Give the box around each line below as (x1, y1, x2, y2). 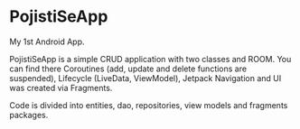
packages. (9, 109, 49, 120)
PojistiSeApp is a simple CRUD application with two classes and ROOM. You (9, 53, 292, 64)
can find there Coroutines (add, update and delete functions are (9, 63, 247, 74)
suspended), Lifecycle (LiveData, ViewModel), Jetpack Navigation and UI (9, 72, 282, 83)
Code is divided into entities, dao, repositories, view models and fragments (9, 99, 288, 110)
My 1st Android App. (9, 36, 85, 47)
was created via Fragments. (9, 82, 113, 93)
